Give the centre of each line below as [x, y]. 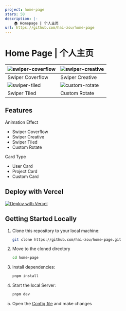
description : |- [21, 19]
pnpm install [25, 276]
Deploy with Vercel [34, 192]
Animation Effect [22, 122]
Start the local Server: [34, 285]
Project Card [25, 171]
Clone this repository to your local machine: [56, 231]
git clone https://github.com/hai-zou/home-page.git [67, 239]
